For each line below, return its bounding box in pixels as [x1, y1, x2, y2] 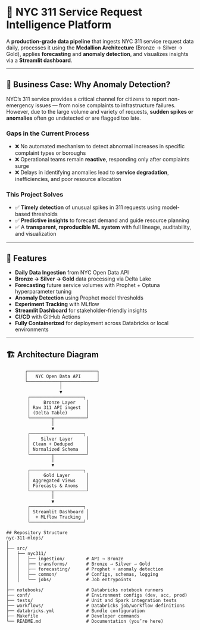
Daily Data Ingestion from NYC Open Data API [14, 269, 129, 276]
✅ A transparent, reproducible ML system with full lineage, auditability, [14, 223, 192, 231]
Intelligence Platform [6, 18, 112, 32]
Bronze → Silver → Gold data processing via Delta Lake [14, 275, 152, 282]
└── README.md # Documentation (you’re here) [6, 618, 164, 624]
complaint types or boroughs [14, 149, 86, 157]
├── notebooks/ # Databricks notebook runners [6, 587, 164, 593]
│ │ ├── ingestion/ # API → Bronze [6, 556, 124, 562]
